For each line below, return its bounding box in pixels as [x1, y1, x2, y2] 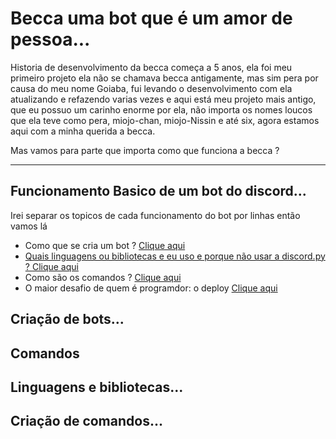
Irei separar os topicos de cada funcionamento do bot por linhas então [10, 209, 301, 221]
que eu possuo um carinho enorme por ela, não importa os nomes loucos [10, 103, 313, 116]
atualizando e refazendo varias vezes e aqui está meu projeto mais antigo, [10, 93, 317, 105]
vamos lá [10, 220, 48, 232]
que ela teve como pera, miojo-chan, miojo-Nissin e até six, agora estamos [10, 114, 320, 126]
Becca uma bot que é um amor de [10, 7, 293, 30]
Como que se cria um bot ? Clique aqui [24, 239, 186, 251]
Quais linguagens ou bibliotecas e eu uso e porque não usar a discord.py [24, 250, 326, 262]
